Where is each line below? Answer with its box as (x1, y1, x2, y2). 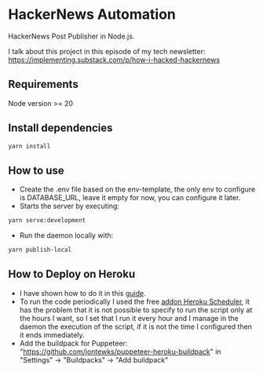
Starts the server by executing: (19, 202, 120, 211)
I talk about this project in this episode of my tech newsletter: (8, 46, 206, 56)
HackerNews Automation (8, 5, 177, 24)
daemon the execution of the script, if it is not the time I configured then (19, 322, 253, 331)
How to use (8, 163, 64, 177)
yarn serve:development (8, 217, 86, 224)
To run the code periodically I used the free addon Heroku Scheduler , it (19, 297, 250, 306)
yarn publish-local (8, 246, 72, 254)
